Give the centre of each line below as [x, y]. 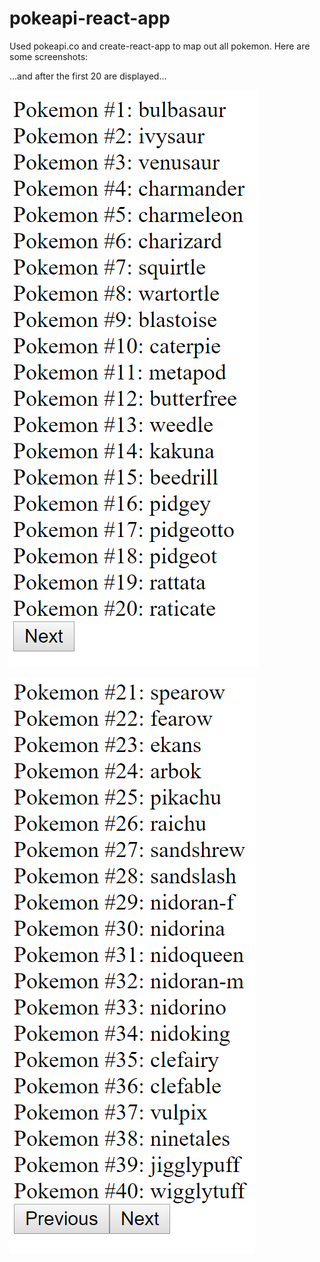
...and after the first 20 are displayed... [88, 76]
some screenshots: [49, 56]
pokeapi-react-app [90, 18]
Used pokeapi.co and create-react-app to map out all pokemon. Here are [160, 46]
